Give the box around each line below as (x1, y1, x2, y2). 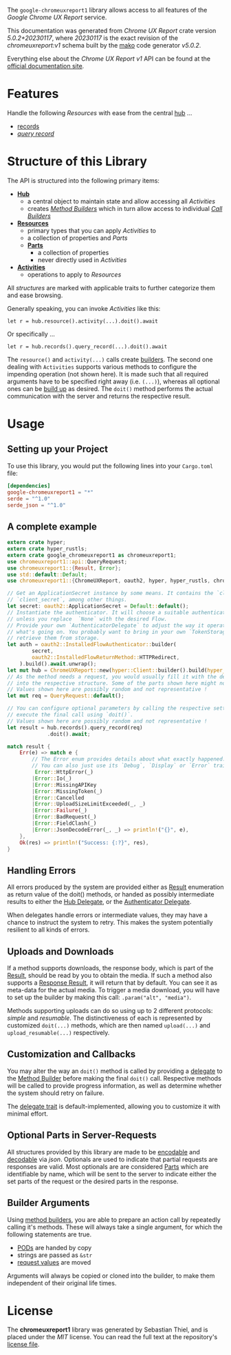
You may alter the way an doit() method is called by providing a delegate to (7, 1067, 223, 1075)
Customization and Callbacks (7, 1048, 136, 1061)
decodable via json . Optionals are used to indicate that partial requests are (7, 1155, 218, 1163)
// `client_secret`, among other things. (7, 596, 128, 603)
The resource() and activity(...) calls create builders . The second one (7, 355, 213, 363)
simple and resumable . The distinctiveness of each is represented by (7, 1014, 203, 1023)
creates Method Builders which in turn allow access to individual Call (27, 204, 223, 212)
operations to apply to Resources (27, 270, 122, 279)
